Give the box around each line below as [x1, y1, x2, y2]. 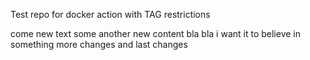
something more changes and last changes [10, 39, 188, 50]
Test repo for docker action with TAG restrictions [10, 9, 211, 20]
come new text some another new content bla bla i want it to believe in [10, 28, 301, 39]
